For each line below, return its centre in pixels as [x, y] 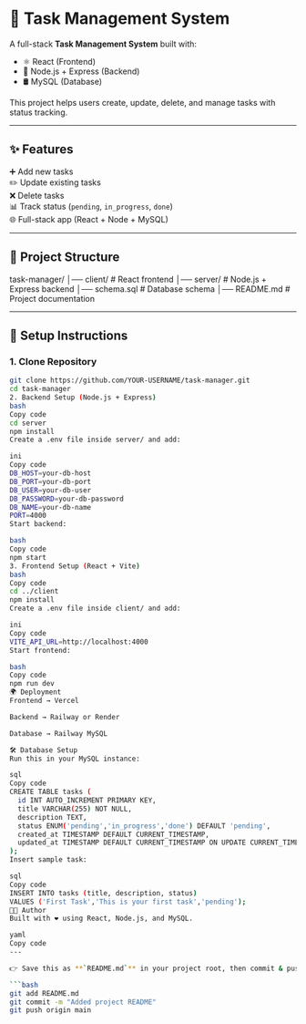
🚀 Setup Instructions [69, 335]
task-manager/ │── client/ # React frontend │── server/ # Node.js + [138, 279]
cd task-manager [40, 389]
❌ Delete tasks [37, 195]
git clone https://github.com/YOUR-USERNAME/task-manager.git [130, 381]
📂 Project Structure [65, 258]
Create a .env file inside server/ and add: [95, 440]
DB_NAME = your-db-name [51, 507]
